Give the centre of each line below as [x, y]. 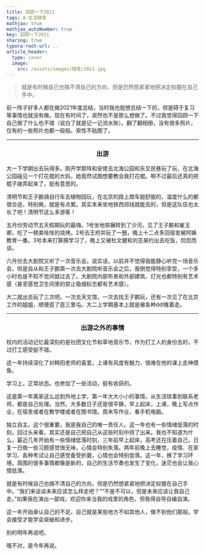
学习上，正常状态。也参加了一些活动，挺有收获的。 [70, 383]
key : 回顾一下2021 [28, 35]
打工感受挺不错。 [33, 349]
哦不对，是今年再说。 [33, 545]
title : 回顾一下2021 [31, 12]
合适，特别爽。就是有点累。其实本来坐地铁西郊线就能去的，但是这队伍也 [102, 204]
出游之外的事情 [103, 327]
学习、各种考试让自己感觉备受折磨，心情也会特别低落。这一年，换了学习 [97, 455]
